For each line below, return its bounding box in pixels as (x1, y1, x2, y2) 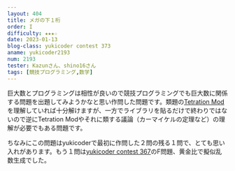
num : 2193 (7, 56, 36, 63)
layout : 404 (7, 10, 42, 17)
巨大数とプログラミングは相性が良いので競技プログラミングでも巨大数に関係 (7, 89, 228, 97)
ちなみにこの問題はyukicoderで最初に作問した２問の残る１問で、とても (7, 138, 213, 147)
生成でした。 (13, 156, 50, 164)
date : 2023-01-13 (7, 36, 58, 43)
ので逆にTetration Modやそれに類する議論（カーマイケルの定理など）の (13, 114, 220, 123)
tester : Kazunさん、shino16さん (7, 62, 97, 69)
